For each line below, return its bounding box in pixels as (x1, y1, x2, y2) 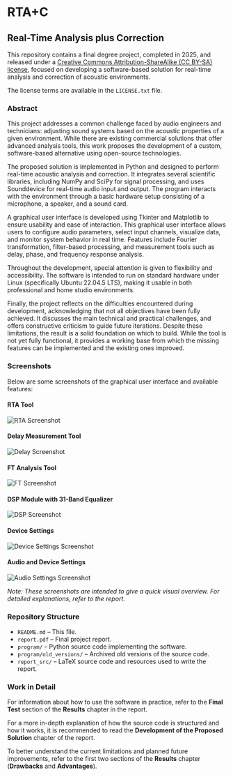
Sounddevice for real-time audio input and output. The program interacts (7, 185, 216, 193)
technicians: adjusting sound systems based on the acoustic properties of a (7, 127, 225, 135)
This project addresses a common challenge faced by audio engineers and (7, 119, 222, 128)
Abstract (7, 103, 38, 113)
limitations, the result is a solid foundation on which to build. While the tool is (7, 329, 227, 338)
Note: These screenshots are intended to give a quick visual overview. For (7, 587, 220, 595)
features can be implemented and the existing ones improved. (7, 344, 185, 352)
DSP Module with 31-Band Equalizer (7, 495, 113, 503)
